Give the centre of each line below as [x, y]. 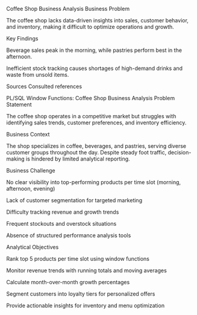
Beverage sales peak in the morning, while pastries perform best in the [94, 50]
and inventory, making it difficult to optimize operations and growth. [90, 27]
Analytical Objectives [33, 247]
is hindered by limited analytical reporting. [78, 159]
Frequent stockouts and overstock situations [61, 224]
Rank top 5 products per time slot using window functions [78, 259]
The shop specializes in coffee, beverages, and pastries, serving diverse [96, 146]
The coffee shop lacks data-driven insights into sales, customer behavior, [97, 20]
